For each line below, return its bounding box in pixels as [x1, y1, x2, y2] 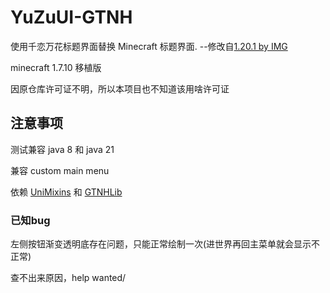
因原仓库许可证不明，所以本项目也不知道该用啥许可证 [10, 82, 230, 95]
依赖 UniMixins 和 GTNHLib [10, 186, 123, 198]
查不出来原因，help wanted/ [10, 272, 127, 284]
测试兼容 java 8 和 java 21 [10, 143, 115, 155]
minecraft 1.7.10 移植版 [10, 61, 102, 73]
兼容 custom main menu [10, 164, 110, 176]
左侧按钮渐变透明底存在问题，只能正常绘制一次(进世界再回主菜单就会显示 [10, 238, 312, 250]
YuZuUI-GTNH [10, 6, 133, 29]
